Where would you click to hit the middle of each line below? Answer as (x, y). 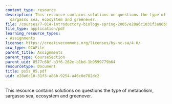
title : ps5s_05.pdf (26, 72)
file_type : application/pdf (35, 29)
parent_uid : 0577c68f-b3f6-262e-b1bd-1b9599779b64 (60, 62)
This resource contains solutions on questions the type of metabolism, (80, 90)
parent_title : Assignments (34, 52)
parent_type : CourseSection (35, 57)
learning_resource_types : (33, 33)
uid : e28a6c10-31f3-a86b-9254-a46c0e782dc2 (52, 76)
